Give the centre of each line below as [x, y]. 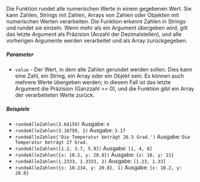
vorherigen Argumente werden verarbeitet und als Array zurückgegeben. [97, 41]
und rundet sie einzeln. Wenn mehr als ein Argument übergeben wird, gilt [97, 28]
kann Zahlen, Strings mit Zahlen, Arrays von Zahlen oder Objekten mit [93, 15]
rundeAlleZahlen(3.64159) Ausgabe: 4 [62, 124]
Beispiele [18, 109]
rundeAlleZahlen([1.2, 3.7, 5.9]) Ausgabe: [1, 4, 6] [83, 148]
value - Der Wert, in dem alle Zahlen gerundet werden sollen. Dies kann [104, 69]
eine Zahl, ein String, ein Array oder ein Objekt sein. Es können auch [99, 76]
